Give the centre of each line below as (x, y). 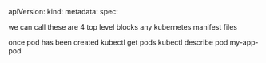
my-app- (244, 42)
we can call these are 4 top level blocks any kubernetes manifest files (123, 27)
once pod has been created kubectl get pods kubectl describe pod (118, 42)
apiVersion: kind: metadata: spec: (63, 12)
